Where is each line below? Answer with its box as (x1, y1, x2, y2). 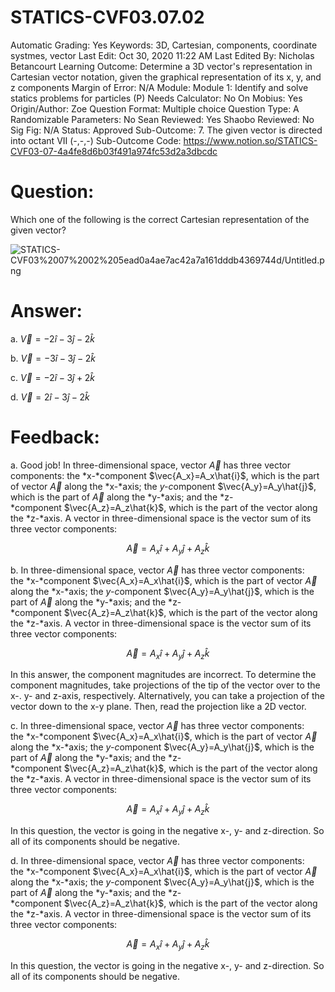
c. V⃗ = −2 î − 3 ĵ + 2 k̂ (10, 371, 96, 383)
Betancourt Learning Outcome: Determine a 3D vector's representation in (10, 60, 313, 72)
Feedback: (10, 426, 100, 448)
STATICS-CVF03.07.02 (10, 6, 205, 29)
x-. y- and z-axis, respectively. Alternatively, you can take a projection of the (10, 690, 325, 702)
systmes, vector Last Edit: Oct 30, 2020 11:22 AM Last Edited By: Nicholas (10, 49, 315, 61)
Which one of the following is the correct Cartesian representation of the (10, 213, 310, 225)
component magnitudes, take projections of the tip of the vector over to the (10, 679, 321, 691)
